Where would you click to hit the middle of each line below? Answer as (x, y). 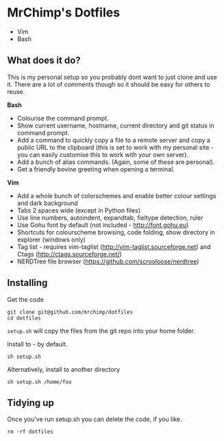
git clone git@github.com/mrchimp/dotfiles (70, 312)
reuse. (16, 91)
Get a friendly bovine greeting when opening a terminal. (96, 169)
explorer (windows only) (51, 239)
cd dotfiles (24, 318)
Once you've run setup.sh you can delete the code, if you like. (95, 419)
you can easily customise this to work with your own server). (103, 154)
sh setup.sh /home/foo (39, 382)
